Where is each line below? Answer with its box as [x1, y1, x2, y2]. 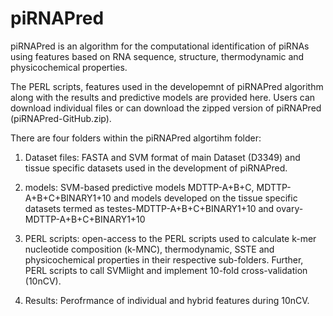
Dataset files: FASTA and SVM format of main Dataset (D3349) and [24, 151, 301, 163]
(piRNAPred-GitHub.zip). [10, 112, 112, 124]
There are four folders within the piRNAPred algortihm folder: [10, 132, 262, 144]
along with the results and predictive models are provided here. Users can [10, 91, 316, 103]
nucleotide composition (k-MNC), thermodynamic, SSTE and [24, 243, 275, 255]
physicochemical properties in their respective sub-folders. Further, [24, 253, 304, 266]
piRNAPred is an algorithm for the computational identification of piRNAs [10, 40, 310, 52]
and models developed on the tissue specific [113, 192, 298, 204]
